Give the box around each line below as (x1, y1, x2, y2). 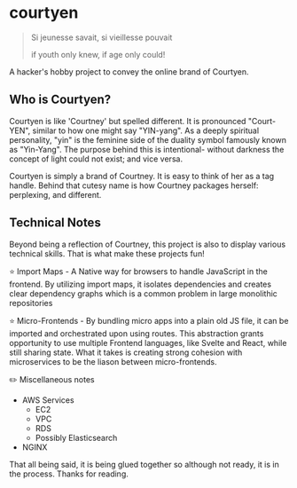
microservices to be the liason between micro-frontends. (9, 356, 217, 366)
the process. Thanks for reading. (9, 468, 129, 479)
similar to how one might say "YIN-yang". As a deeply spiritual (32, 125, 260, 136)
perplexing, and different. (9, 189, 102, 200)
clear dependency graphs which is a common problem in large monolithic (9, 287, 277, 299)
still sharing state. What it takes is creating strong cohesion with (9, 347, 243, 358)
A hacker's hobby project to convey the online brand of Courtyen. (9, 66, 250, 77)
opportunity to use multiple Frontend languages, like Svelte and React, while (9, 337, 287, 348)
